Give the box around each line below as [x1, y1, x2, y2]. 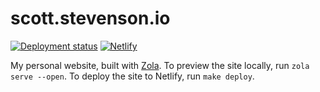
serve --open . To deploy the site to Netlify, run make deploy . [10, 70, 255, 82]
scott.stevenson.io [10, 7, 171, 30]
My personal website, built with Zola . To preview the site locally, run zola [10, 59, 310, 71]
